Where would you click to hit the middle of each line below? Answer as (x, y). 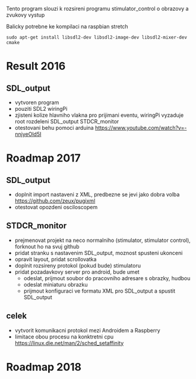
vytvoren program (37, 102)
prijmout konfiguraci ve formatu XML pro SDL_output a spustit (99, 291)
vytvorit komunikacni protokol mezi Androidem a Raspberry (87, 330)
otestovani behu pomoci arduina (54, 128)
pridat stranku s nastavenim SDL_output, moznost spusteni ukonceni (99, 253)
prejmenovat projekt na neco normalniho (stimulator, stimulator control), (103, 240)
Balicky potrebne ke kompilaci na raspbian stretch (67, 27)
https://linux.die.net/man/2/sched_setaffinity (69, 343)
